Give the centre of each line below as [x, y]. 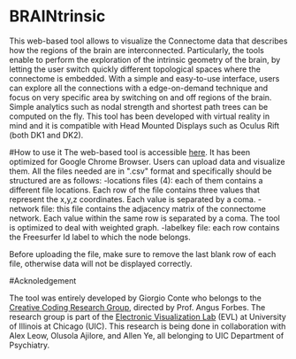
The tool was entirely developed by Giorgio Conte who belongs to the [136, 298]
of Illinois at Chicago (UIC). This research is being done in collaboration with [148, 326]
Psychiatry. [30, 345]
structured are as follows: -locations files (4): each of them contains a [136, 180]
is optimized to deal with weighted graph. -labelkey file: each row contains [144, 227]
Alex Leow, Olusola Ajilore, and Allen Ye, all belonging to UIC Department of [147, 335]
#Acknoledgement [43, 280]
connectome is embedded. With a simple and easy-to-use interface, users [144, 78]
